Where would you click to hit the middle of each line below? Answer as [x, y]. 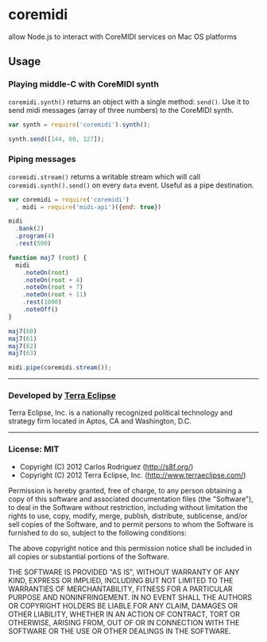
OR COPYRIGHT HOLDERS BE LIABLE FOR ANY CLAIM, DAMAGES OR [123, 605]
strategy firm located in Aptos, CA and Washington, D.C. [100, 421]
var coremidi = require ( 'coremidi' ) [69, 199]
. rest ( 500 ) [33, 244]
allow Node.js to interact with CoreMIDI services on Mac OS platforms [122, 37]
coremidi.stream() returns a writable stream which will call [104, 176]
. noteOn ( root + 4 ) [53, 280]
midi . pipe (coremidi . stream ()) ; [60, 368]
